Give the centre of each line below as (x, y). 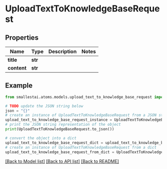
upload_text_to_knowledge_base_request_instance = (59, 120)
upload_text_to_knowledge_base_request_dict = (54, 143)
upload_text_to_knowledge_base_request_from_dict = (60, 152)
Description (63, 51)
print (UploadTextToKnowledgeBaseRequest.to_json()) (60, 129)
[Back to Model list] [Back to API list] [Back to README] (62, 162)
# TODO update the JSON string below (44, 106)
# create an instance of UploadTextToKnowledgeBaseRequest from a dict (81, 147)
